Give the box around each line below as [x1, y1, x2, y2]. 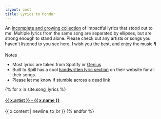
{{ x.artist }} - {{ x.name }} [5, 98, 60, 103]
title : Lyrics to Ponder [5, 12, 56, 17]
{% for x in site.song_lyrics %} [5, 86, 66, 92]
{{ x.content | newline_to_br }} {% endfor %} [5, 108, 94, 114]
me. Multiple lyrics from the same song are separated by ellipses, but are [5, 30, 152, 36]
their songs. [12, 71, 37, 78]
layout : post [5, 7, 32, 12]
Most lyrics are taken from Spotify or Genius [12, 61, 101, 67]
